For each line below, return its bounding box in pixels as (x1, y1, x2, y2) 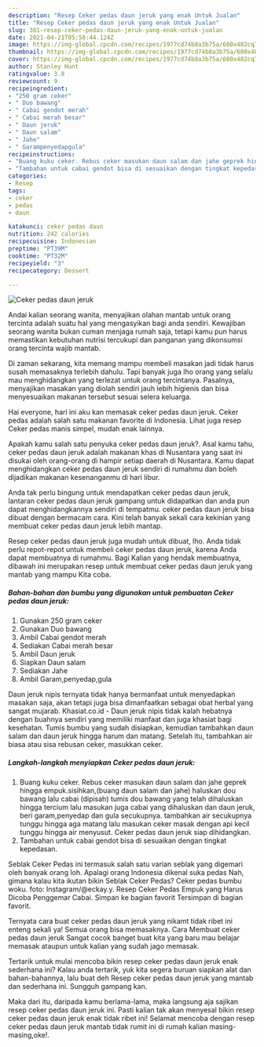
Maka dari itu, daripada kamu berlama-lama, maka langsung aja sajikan (8, 997, 239, 1006)
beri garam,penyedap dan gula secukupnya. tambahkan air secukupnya (19, 811, 252, 821)
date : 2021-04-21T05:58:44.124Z (8, 33, 114, 42)
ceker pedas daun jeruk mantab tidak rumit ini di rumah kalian (8, 1022, 208, 1031)
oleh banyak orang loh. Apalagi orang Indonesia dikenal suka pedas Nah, (8, 868, 244, 877)
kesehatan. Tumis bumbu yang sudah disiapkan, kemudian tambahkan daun (8, 723, 254, 733)
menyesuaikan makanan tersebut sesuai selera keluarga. (8, 392, 192, 401)
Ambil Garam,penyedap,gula (19, 675, 112, 684)
